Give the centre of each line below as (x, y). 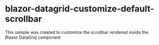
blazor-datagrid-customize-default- (80, 9)
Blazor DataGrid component (33, 37)
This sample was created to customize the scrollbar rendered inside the (77, 32)
